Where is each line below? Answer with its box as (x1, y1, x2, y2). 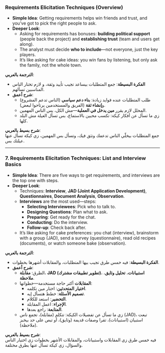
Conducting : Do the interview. (27, 219, 88, 225)
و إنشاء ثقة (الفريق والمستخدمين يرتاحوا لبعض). (19, 102, 106, 108)
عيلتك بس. (5, 138, 25, 144)
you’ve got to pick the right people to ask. (12, 20, 97, 26)
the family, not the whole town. (19, 62, 82, 68)
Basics (5, 161, 22, 168)
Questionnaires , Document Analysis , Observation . (19, 193, 125, 199)
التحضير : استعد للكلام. (27, 296, 67, 302)
